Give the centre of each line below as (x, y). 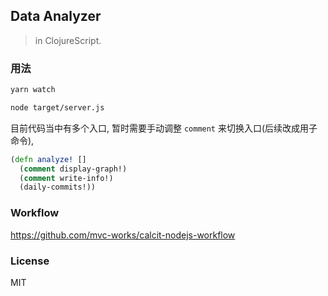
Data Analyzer (56, 16)
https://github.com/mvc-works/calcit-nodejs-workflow (123, 235)
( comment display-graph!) (73, 169)
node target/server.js (57, 107)
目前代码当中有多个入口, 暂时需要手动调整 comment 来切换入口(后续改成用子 (164, 128)
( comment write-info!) (66, 178)
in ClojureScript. (68, 40)
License (30, 261)
